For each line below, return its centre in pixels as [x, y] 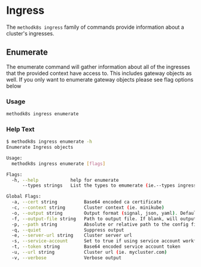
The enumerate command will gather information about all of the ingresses [98, 67]
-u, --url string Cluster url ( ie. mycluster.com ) [89, 253]
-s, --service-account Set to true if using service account [96, 241]
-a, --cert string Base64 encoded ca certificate [87, 202]
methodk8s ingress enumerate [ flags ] [59, 163]
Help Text [20, 129]
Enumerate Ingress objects [40, 148]
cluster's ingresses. [31, 33]
